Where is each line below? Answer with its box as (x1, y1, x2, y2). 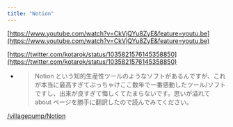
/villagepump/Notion (7, 112, 66, 120)
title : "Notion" (7, 10, 54, 17)
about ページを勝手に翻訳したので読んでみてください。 (34, 98, 193, 106)
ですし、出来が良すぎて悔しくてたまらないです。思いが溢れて (34, 89, 211, 97)
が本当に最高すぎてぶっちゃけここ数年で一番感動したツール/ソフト (34, 81, 226, 89)
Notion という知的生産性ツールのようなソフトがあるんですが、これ (34, 71, 226, 80)
